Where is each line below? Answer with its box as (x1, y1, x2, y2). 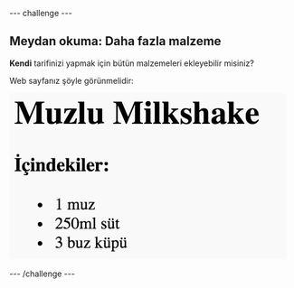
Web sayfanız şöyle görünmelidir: (9, 75, 134, 86)
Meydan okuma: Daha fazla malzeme (9, 33, 222, 49)
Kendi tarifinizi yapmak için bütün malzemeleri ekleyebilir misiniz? (9, 58, 255, 69)
